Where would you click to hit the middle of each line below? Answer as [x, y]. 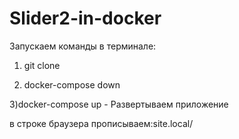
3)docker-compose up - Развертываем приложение [119, 104]
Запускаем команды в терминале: [83, 46]
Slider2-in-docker [85, 18]
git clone [42, 65]
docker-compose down [72, 84]
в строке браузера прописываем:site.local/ [101, 123]
